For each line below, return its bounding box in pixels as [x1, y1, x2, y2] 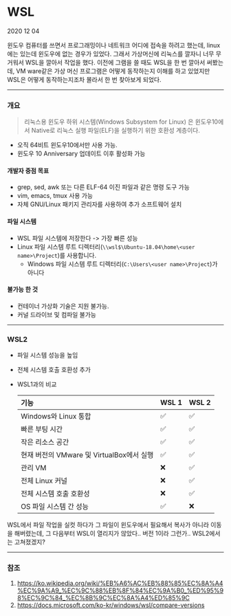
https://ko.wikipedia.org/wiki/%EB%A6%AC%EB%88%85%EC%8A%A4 [16, 579, 223, 588]
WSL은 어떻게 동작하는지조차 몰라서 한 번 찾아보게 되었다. [7, 75, 162, 83]
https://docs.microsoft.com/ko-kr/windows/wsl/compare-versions [16, 601, 205, 609]
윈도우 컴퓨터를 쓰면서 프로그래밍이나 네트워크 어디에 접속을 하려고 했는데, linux [7, 41, 221, 49]
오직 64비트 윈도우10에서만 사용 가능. [16, 141, 118, 149]
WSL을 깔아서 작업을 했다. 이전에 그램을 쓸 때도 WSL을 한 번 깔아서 [25, 58, 206, 66]
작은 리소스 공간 [20, 437, 69, 447]
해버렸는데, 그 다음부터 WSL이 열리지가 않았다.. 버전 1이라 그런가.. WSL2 [14, 529, 210, 538]
